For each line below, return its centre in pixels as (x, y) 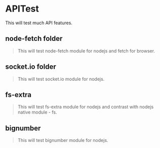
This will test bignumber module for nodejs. (63, 140)
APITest (22, 9)
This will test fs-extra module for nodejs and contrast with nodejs (86, 107)
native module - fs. (37, 112)
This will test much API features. (39, 23)
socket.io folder (31, 67)
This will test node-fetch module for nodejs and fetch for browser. (86, 51)
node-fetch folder (34, 39)
